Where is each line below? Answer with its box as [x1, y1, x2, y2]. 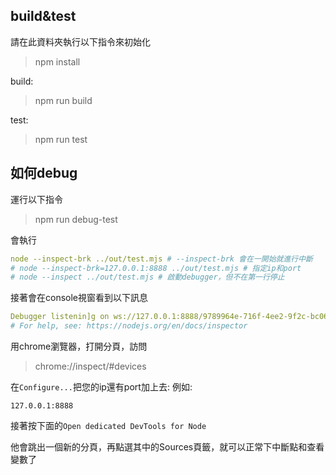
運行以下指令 [10, 193, 63, 205]
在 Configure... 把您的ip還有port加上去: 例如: [10, 381, 193, 393]
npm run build [34, 94, 93, 106]
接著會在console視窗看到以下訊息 [10, 292, 149, 304]
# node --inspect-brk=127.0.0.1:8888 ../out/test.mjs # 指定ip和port [10, 263, 302, 273]
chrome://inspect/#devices [34, 360, 147, 372]
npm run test [34, 133, 88, 145]
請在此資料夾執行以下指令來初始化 [10, 35, 151, 48]
